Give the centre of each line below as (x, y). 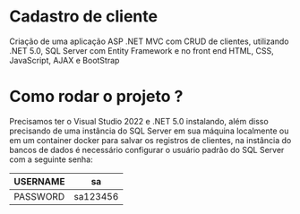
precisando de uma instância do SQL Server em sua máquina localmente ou (149, 131)
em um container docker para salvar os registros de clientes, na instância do (150, 140)
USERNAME (39, 181)
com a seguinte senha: (51, 159)
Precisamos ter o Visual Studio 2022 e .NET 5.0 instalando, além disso (139, 121)
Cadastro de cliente (84, 17)
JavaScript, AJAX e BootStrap (64, 60)
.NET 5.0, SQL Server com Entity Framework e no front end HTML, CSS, (142, 50)
